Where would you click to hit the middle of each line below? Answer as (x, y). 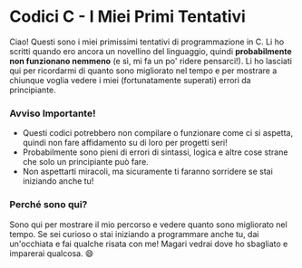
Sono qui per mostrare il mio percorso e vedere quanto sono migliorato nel (148, 225)
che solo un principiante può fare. (86, 162)
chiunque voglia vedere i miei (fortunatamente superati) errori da (130, 80)
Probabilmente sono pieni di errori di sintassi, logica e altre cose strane (155, 152)
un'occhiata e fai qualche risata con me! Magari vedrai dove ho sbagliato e (149, 244)
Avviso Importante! (53, 113)
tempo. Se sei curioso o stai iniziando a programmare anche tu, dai (134, 234)
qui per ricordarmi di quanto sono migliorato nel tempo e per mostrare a (143, 71)
